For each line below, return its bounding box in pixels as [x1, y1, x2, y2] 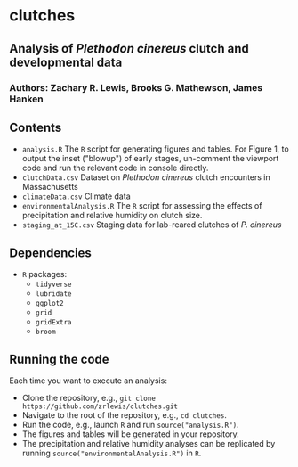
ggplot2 [35, 299, 64, 308]
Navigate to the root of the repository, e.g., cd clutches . [21, 409, 227, 420]
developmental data [9, 54, 123, 70]
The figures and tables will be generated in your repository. [21, 429, 240, 439]
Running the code [9, 351, 109, 366]
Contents [9, 119, 62, 135]
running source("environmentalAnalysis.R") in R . [21, 447, 202, 458]
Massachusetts [21, 182, 78, 193]
